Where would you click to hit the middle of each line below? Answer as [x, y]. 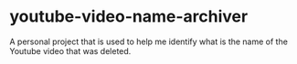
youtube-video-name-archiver [129, 17]
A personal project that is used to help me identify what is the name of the [148, 41]
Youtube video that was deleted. [70, 50]
